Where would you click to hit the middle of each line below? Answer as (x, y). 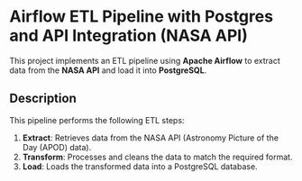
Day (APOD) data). (57, 147)
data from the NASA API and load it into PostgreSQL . (108, 70)
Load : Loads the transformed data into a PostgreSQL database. (140, 166)
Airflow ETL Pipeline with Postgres (141, 17)
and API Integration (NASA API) (128, 36)
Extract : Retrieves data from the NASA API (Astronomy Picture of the (151, 138)
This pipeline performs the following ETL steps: (97, 120)
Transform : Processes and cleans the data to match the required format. (157, 157)
